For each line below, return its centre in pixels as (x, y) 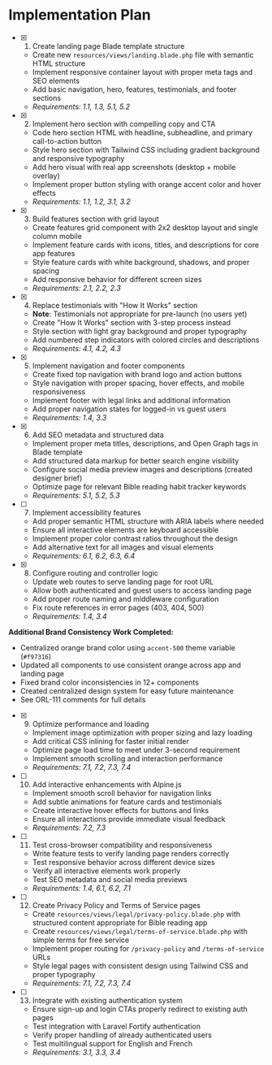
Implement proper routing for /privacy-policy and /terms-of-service (148, 948)
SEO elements (56, 80)
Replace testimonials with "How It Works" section (115, 305)
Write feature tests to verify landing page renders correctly (131, 853)
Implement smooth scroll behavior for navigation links (122, 793)
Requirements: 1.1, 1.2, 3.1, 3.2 (82, 202)
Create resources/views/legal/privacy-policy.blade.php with (136, 914)
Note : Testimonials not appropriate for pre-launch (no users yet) (140, 314)
